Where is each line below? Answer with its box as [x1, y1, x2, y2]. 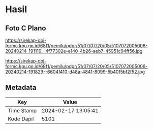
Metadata [5, 83, 37, 92]
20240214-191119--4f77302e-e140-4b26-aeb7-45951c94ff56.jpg [5, 48, 143, 54]
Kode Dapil [8, 115, 34, 122]
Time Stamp [8, 107, 37, 114]
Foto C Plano [5, 24, 46, 33]
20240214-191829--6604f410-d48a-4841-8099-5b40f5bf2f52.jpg [5, 69, 145, 75]
